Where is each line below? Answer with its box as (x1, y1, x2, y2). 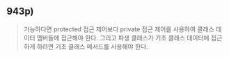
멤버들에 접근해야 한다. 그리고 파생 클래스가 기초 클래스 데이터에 (36, 33, 210, 42)
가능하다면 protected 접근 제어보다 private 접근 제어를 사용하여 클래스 (23, 24, 214, 33)
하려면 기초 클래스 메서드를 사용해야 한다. (36, 42, 149, 51)
